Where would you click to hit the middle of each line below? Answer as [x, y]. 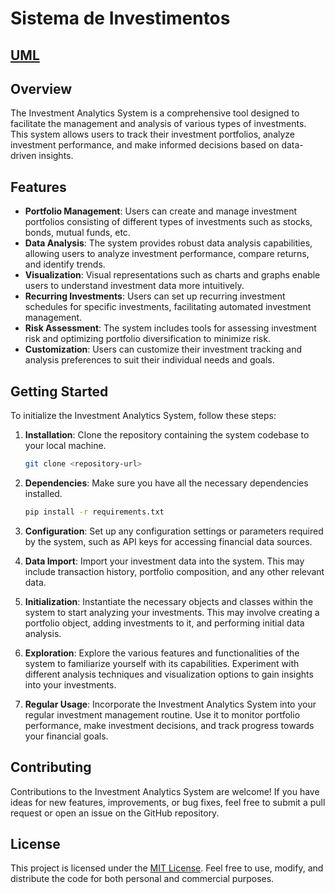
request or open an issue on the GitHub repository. [115, 813]
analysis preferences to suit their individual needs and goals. [149, 360]
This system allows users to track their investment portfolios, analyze [153, 134]
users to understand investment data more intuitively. [134, 286]
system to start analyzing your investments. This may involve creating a [172, 612]
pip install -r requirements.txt [94, 512]
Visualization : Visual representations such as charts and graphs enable [172, 275]
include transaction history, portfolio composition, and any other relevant [174, 571]
